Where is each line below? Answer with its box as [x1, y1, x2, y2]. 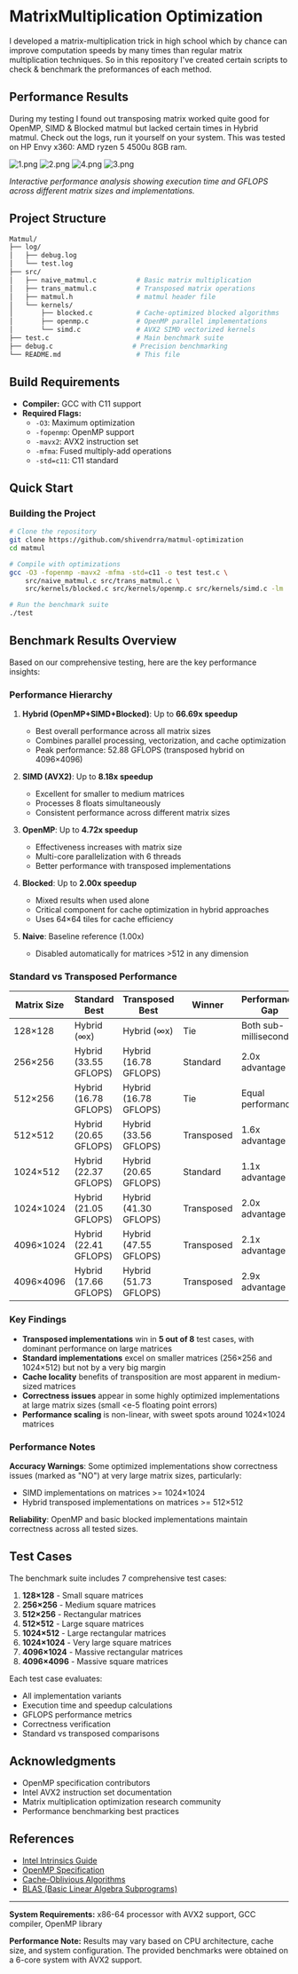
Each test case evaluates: [9, 1673, 103, 1684]
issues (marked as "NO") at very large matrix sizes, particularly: [9, 1471, 242, 1481]
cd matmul [9, 543, 46, 552]
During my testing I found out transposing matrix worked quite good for [9, 113, 270, 123]
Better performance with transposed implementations [35, 861, 231, 872]
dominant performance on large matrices [21, 1343, 173, 1354]
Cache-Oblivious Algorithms [21, 1874, 126, 1884]
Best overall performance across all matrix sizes [35, 726, 211, 737]
